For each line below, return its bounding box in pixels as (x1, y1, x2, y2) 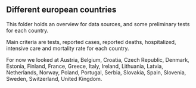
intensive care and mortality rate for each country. (6, 45, 129, 52)
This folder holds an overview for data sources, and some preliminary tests (6, 20, 190, 27)
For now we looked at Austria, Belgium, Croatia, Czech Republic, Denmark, (6, 56, 189, 63)
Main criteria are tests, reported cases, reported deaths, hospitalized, (6, 38, 176, 45)
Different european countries (6, 5, 117, 15)
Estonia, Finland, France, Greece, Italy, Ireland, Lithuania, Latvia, (6, 62, 164, 70)
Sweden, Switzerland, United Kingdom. (6, 75, 102, 82)
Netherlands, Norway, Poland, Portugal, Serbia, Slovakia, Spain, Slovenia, (6, 68, 186, 76)
